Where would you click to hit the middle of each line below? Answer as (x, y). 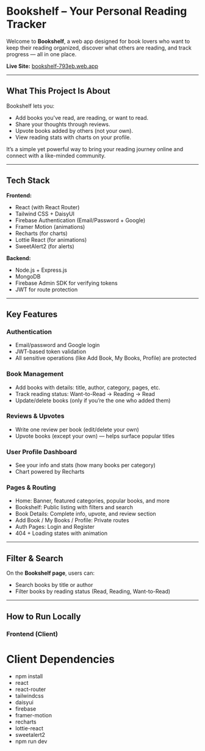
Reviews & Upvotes (35, 416)
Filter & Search (35, 558)
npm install (29, 676)
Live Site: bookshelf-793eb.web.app (52, 66)
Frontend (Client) (32, 633)
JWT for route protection (46, 290)
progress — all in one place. (41, 54)
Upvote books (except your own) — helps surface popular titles (95, 436)
